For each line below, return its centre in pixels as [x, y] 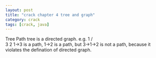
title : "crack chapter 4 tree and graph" [50, 15]
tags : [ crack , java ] [27, 24]
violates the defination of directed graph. [48, 50]
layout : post [19, 10]
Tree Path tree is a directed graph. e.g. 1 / [49, 39]
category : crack [23, 20]
